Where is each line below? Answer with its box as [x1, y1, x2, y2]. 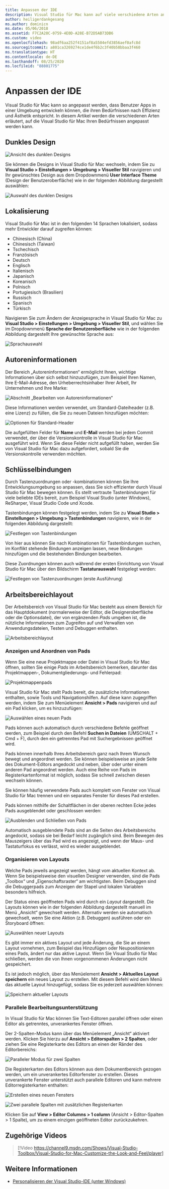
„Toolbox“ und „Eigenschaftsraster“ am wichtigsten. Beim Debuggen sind [5, 878, 157, 884]
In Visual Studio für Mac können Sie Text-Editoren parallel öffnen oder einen [5, 1016, 163, 1022]
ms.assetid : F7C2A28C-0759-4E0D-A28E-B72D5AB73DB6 [5, 31, 114, 36]
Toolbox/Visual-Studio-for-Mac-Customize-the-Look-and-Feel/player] [17, 1150, 164, 1156]
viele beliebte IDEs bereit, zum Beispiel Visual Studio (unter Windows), [5, 495, 151, 501]
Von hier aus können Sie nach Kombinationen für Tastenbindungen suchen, [5, 540, 161, 546]
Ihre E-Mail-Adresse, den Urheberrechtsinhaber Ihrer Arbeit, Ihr [5, 379, 137, 386]
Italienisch [12, 268, 34, 274]
